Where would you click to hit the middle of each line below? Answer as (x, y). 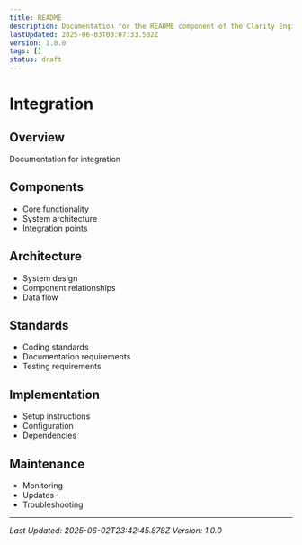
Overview (37, 137)
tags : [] (26, 51)
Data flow (40, 297)
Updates (38, 495)
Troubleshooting (53, 504)
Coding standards (55, 347)
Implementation (55, 394)
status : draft (36, 59)
